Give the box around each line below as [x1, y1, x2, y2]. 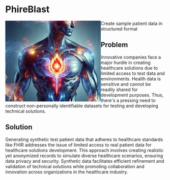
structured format [101, 25, 138, 32]
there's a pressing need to [101, 97, 156, 103]
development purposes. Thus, [101, 92, 164, 98]
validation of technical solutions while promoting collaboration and [5, 163, 145, 169]
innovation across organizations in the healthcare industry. [5, 169, 128, 175]
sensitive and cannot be [101, 81, 151, 87]
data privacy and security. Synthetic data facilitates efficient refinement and [5, 158, 164, 164]
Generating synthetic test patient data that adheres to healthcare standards [5, 136, 163, 142]
